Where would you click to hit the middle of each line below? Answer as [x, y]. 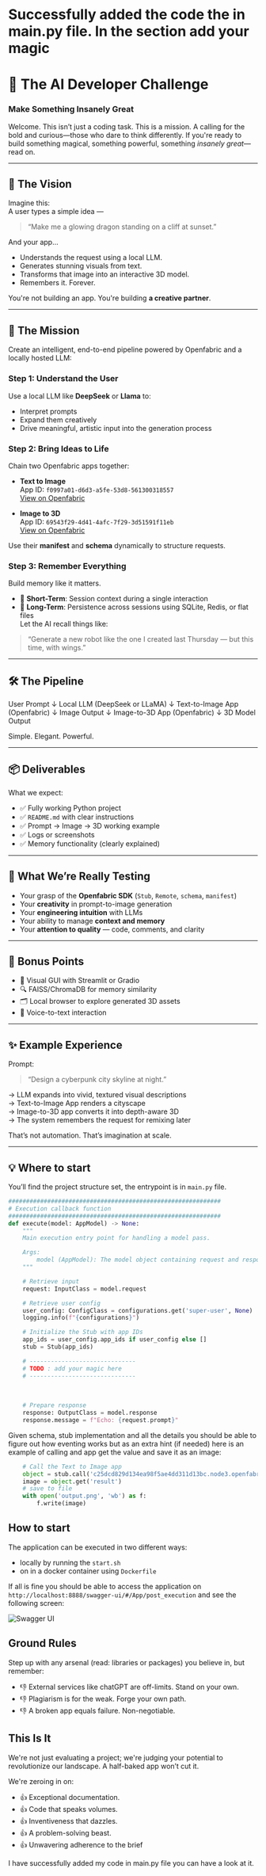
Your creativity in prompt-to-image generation [96, 904]
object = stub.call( [56, 1474]
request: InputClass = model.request [85, 1289]
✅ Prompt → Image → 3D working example [89, 826]
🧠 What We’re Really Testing [79, 877]
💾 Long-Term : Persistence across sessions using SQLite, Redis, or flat [134, 607]
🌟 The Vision [40, 184]
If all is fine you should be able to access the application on [105, 1586]
